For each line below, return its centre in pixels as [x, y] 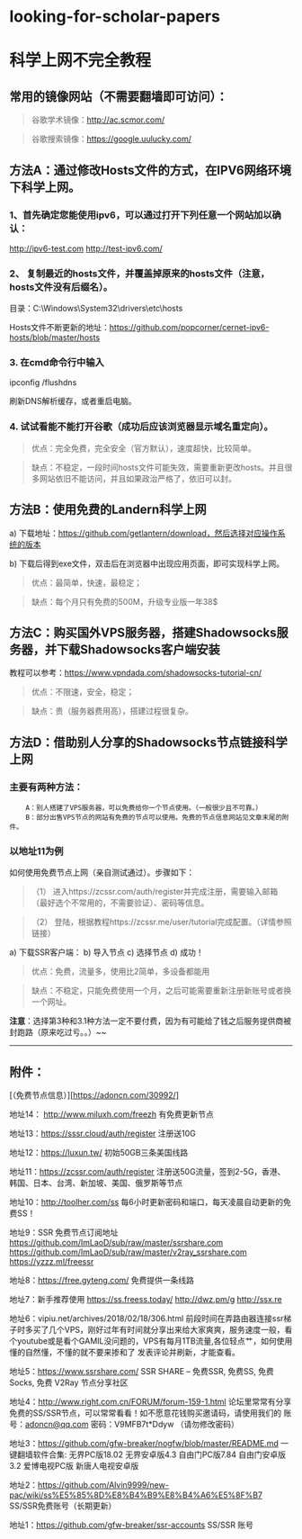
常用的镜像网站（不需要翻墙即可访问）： [119, 96]
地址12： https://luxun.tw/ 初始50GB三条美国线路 [99, 1153]
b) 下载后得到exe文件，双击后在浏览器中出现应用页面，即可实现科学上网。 [147, 563]
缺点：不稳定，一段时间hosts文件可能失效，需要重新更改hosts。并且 [158, 467]
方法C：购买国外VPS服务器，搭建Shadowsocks [143, 632]
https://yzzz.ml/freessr [52, 1262]
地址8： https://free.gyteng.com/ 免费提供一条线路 [102, 1281]
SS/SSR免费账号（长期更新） [63, 1506]
